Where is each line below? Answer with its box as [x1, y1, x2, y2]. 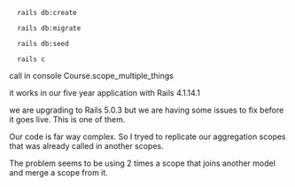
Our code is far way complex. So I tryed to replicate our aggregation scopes [9, 131, 286, 142]
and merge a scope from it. [9, 168, 108, 177]
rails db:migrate [17, 24, 82, 33]
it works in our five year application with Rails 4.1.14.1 [9, 88, 201, 97]
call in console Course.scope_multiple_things [9, 71, 175, 81]
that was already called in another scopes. [9, 141, 164, 151]
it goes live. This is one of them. [9, 114, 126, 124]
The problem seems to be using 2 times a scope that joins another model [9, 158, 276, 168]
